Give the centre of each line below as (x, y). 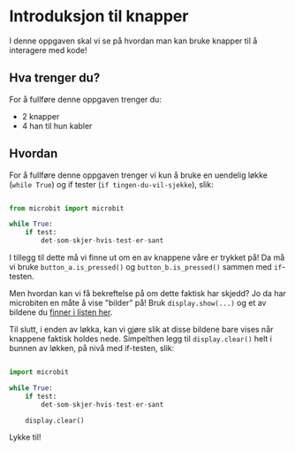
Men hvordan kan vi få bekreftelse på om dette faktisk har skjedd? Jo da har (148, 294)
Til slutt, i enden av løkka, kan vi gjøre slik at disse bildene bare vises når (141, 330)
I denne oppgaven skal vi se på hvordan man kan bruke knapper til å (133, 41)
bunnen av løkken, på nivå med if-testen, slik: (92, 348)
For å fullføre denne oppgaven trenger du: (85, 99)
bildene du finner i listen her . (61, 312)
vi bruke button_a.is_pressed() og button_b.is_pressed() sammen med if (146, 267)
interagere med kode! (48, 50)
